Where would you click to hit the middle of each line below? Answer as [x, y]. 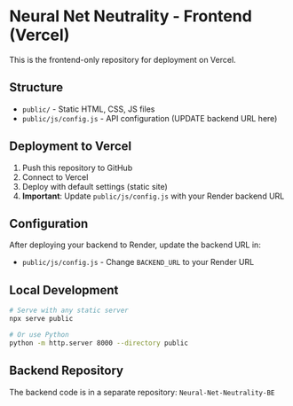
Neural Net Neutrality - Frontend [131, 16]
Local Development [64, 290]
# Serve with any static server [69, 311]
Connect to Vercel [55, 177]
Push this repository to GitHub [77, 168]
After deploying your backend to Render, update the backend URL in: [135, 245]
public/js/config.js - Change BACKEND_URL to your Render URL [138, 262]
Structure [36, 87]
